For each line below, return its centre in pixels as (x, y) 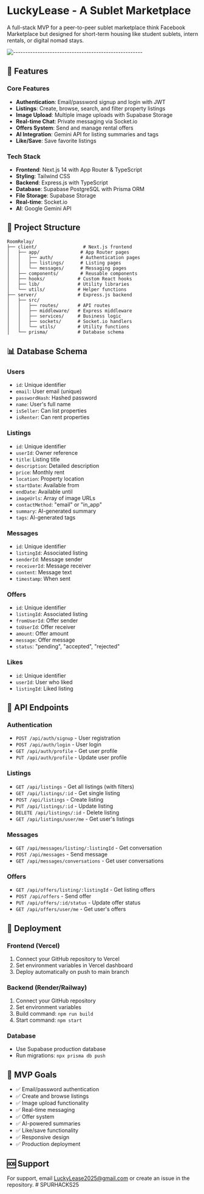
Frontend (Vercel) (33, 945)
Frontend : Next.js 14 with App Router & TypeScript (79, 169)
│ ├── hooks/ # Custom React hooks (70, 279)
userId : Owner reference (47, 453)
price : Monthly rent (40, 472)
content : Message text (44, 572)
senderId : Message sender (49, 560)
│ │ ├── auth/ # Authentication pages (73, 257)
